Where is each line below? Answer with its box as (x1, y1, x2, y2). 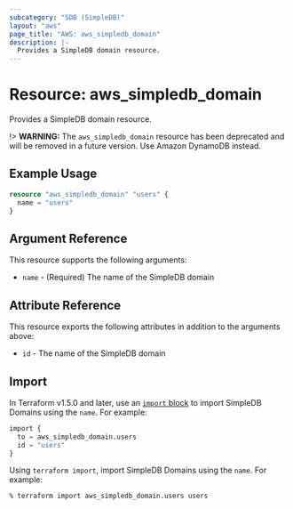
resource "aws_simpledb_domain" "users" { (9, 190, 169, 198)
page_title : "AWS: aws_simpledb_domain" (9, 29, 162, 38)
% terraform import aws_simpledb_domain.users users (9, 491, 209, 501)
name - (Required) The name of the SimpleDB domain (21, 272, 215, 283)
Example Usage (9, 166, 98, 182)
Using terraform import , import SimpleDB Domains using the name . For (9, 465, 267, 476)
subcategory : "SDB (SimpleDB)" (9, 12, 125, 22)
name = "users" (17, 198, 74, 207)
